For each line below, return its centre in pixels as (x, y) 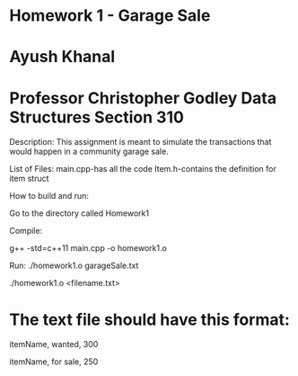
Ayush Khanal (62, 57)
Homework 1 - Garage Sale (110, 16)
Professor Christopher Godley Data (143, 98)
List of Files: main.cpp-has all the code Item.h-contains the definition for (143, 169)
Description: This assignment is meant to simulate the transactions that (140, 142)
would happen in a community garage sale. (89, 152)
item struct (29, 179)
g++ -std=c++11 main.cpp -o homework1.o (88, 248)
